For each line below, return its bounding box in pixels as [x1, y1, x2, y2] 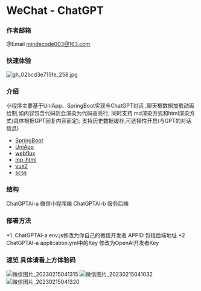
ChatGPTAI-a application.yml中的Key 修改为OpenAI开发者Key [6, 239, 159, 246]
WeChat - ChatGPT [6, 4, 104, 18]
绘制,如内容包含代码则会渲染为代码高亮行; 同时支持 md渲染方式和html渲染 [6, 110, 190, 117]
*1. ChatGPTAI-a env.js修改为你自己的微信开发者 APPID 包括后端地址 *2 [6, 231, 185, 239]
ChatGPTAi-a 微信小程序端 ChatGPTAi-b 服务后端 [6, 200, 129, 208]
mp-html [14, 156, 37, 163]
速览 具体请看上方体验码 [6, 255, 76, 264]
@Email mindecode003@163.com [6, 41, 91, 48]
